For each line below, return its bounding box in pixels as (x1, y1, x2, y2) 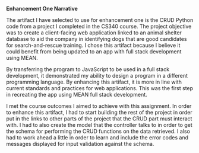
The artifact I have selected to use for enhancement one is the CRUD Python (6, 17, 194, 23)
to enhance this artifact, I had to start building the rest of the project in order (6, 109, 193, 116)
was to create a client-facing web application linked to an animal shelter (6, 29, 182, 36)
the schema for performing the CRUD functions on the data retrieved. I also (6, 128, 190, 135)
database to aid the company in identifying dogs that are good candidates (6, 36, 187, 42)
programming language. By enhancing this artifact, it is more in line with (6, 78, 182, 85)
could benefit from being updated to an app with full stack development (6, 48, 182, 55)
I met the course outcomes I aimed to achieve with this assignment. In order (6, 103, 192, 109)
